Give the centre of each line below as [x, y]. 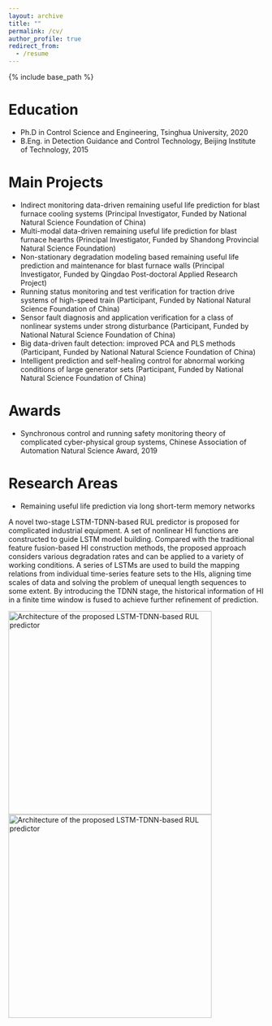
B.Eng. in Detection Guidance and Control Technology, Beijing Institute [138, 141]
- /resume [32, 54]
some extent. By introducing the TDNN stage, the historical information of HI [136, 591]
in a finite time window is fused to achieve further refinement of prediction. [134, 600]
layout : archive [36, 16]
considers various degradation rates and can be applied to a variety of [126, 556]
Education [43, 110]
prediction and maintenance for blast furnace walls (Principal [122, 265]
